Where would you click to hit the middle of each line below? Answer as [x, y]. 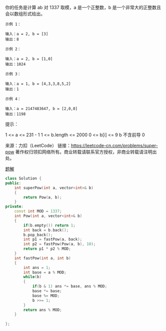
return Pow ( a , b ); [43, 197]
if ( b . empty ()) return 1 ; [49, 225]
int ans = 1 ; [37, 267]
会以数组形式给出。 [25, 14]
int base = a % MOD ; [45, 272]
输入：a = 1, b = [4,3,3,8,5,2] [38, 84]
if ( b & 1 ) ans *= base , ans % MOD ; [70, 287]
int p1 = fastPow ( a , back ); [53, 239]
